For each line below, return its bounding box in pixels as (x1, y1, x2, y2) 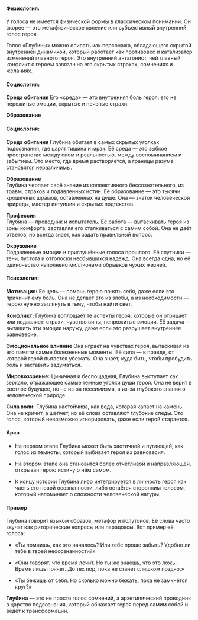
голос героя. (6, 30, 38, 38)
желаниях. (6, 67, 33, 74)
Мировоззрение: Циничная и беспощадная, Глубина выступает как (6, 372, 178, 379)
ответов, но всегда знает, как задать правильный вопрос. (6, 231, 152, 238)
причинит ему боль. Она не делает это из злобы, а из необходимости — (6, 294, 189, 301)
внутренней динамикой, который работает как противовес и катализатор (6, 48, 193, 56)
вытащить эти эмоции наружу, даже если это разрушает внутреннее (6, 324, 181, 331)
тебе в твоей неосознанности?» (14, 548, 96, 555)
